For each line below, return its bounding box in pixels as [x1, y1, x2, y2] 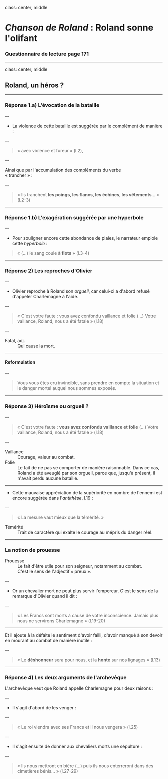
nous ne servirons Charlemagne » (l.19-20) [17, 618, 106, 624]
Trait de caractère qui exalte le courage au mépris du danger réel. [17, 529, 153, 535]
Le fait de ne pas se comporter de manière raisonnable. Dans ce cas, [17, 464, 160, 470]
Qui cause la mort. [17, 343, 56, 349]
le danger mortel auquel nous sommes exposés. [17, 385, 117, 392]
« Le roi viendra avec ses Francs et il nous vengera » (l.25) [17, 724, 138, 730]
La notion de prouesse [5, 546, 60, 553]
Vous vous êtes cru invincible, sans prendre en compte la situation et [17, 380, 160, 386]
